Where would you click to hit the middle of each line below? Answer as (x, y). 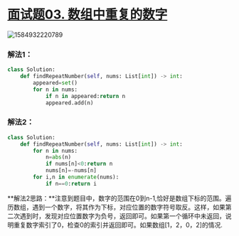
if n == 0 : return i (71, 183)
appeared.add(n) (69, 103)
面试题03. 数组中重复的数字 (87, 15)
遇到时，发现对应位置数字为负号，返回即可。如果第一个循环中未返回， (122, 216)
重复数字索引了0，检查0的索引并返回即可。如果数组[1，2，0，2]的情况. (118, 225)
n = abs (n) (58, 157)
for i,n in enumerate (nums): (76, 177)
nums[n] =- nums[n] (71, 171)
